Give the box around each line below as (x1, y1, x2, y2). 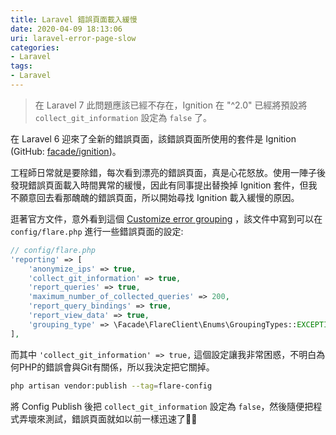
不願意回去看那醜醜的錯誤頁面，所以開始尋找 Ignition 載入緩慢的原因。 (10, 191, 300, 203)
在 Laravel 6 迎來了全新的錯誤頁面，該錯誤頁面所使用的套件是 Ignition (10, 132, 297, 145)
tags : (10, 61, 33, 71)
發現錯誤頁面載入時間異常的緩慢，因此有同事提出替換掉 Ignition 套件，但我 (10, 179, 318, 191)
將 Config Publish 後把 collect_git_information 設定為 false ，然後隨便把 (10, 400, 314, 412)
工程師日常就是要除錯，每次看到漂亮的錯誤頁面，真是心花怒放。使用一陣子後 (10, 166, 326, 178)
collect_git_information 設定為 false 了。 (34, 111, 213, 123)
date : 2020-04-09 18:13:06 (10, 24, 123, 34)
